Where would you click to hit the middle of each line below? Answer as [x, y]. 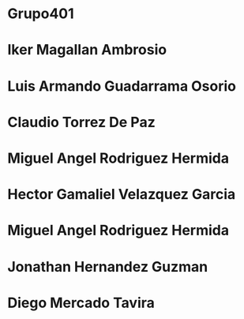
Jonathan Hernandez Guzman [108, 266]
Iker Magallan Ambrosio [87, 50]
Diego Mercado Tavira [81, 303]
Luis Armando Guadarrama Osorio [122, 86]
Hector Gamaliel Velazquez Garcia [122, 195]
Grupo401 [41, 14]
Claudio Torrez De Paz [81, 122]
